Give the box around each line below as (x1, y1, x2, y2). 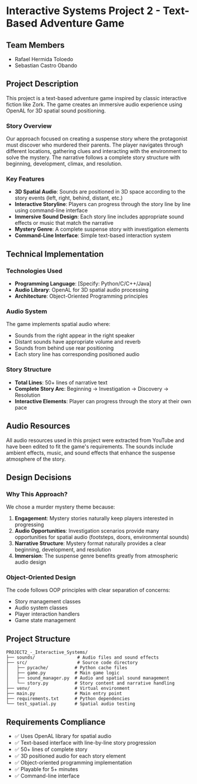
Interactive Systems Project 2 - (6, 4, 161, 18)
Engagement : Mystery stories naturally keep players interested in (14, 515, 174, 522)
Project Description (6, 79, 79, 89)
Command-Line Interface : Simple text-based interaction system (14, 232, 172, 239)
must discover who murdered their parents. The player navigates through (6, 141, 183, 148)
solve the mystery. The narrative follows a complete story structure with (6, 154, 181, 161)
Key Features (6, 175, 45, 183)
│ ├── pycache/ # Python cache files (6, 665, 128, 671)
